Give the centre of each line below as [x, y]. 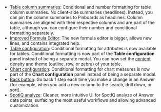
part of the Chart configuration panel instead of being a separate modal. [83, 74]
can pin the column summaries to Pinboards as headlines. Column [76, 17]
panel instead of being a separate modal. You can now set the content [80, 59]
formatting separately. [32, 33]
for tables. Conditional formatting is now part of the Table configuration [82, 54]
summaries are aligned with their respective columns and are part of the [82, 22]
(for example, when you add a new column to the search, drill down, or [81, 84]
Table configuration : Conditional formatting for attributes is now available [83, 48]
